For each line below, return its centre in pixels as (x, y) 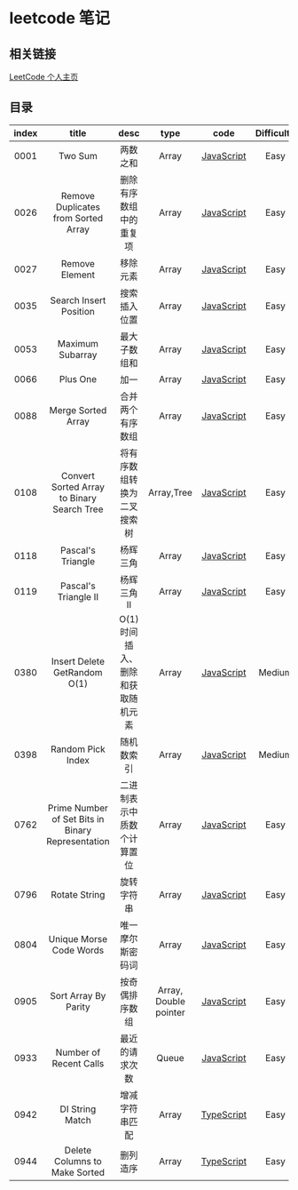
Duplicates (78, 207)
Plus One (78, 379)
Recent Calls (78, 1063)
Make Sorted (78, 1172)
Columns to (78, 1161)
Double (170, 1001)
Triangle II (78, 596)
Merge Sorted (78, 410)
